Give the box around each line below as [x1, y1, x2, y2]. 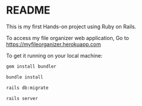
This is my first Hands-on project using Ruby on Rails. [6, 23, 137, 30]
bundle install [6, 74, 44, 80]
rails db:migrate [6, 85, 49, 91]
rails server [6, 95, 38, 101]
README [6, 4, 51, 17]
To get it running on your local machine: [6, 52, 103, 59]
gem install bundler [6, 63, 57, 69]
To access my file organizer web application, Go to [6, 34, 130, 41]
